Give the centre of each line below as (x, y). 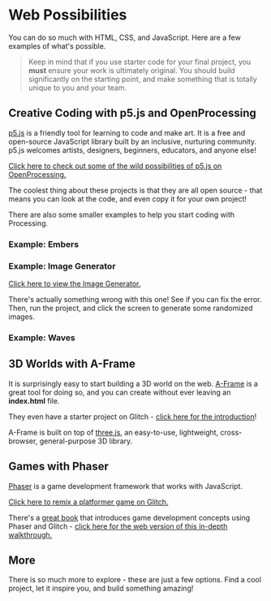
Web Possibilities (68, 15)
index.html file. (34, 400)
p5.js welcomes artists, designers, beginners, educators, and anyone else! (133, 150)
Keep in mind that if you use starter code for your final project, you (140, 62)
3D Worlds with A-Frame (72, 364)
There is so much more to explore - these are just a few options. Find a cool (135, 580)
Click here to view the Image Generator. (75, 283)
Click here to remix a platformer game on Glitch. (88, 502)
